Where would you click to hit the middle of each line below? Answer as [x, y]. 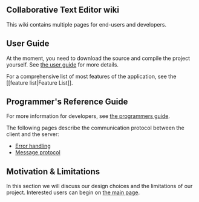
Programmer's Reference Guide [67, 102]
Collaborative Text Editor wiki [63, 10]
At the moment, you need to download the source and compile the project [98, 58]
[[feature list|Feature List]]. [40, 83]
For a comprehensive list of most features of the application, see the [91, 76]
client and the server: [33, 134]
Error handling [33, 146]
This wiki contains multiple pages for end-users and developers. [86, 24]
